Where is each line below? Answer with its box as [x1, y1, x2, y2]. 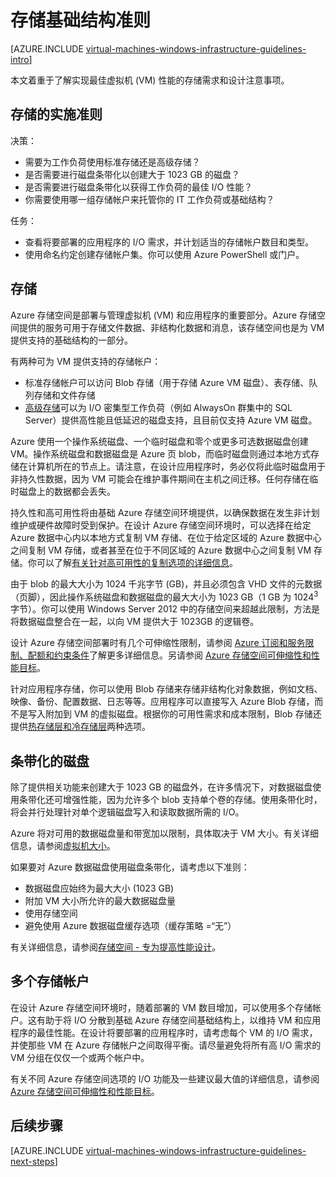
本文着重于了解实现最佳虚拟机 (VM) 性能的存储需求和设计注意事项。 [10, 74, 290, 86]
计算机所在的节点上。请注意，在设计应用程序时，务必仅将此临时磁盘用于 [27, 460, 326, 472]
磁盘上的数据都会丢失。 [18, 485, 116, 497]
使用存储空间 [24, 907, 78, 920]
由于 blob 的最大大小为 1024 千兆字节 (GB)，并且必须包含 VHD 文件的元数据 [10, 577, 323, 590]
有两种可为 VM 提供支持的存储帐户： [10, 355, 162, 367]
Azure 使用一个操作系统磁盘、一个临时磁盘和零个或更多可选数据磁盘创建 [10, 435, 309, 447]
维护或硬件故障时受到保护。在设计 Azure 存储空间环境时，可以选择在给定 [10, 519, 312, 531]
